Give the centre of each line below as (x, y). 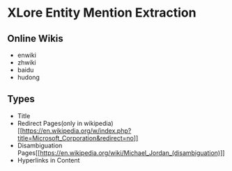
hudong (29, 77)
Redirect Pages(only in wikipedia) (65, 123)
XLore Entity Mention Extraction (102, 13)
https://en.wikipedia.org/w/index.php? (77, 131)
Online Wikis (36, 39)
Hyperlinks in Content (48, 160)
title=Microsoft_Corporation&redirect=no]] (78, 138)
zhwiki (26, 63)
